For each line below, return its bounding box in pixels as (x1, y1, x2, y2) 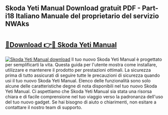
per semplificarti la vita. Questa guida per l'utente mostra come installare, (5, 62, 157, 67)
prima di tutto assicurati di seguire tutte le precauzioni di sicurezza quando (5, 72, 160, 78)
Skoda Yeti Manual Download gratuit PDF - (5, 4, 141, 13)
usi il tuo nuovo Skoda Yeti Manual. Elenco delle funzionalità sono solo (5, 78, 151, 83)
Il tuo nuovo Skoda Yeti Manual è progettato (71, 56, 162, 62)
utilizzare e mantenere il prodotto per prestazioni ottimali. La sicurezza (5, 67, 151, 73)
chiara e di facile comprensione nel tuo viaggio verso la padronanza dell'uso (5, 94, 163, 99)
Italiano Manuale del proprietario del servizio (16, 12, 159, 21)
